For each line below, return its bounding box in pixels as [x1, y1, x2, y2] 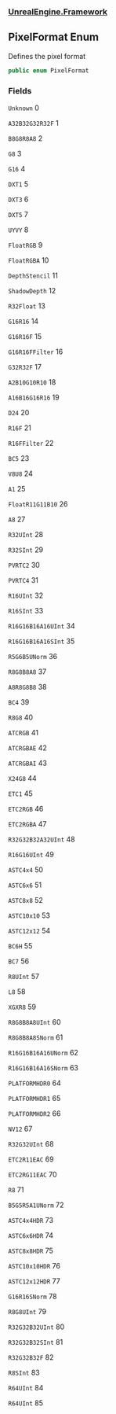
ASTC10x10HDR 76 [8, 1261, 61, 1270]
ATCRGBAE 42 [8, 742, 47, 753]
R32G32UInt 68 [8, 1139, 54, 1148]
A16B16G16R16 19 [8, 392, 60, 402]
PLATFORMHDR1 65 [8, 1093, 61, 1103]
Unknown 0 [8, 103, 39, 112]
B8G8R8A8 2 [8, 133, 43, 143]
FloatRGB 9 [8, 240, 43, 249]
